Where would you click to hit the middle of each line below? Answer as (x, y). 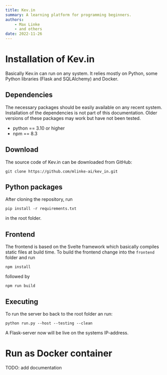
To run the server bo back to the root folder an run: (59, 314)
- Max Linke (27, 24)
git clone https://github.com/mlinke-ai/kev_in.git (61, 171)
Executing (22, 301)
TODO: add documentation (34, 367)
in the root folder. (24, 218)
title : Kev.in (20, 10)
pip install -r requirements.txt (41, 209)
